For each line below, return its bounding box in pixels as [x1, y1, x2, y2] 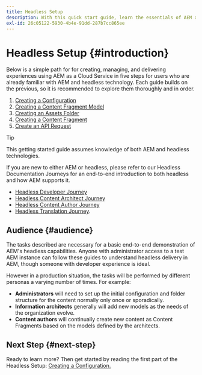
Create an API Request [14, 122, 72, 130]
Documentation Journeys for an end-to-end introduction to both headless [6, 170, 189, 178]
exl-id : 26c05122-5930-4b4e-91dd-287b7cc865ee [6, 20, 125, 26]
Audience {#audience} [6, 225, 93, 235]
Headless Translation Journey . [14, 207, 91, 215]
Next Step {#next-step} [6, 339, 96, 350]
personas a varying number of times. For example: [6, 279, 131, 286]
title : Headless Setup [6, 8, 63, 15]
